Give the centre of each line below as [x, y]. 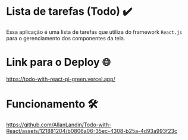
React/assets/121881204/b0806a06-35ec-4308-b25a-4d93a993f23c [92, 131]
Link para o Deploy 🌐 [59, 62]
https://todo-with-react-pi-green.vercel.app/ [61, 79]
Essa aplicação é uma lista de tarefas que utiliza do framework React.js [94, 32]
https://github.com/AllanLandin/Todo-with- [59, 125]
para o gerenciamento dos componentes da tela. [66, 38]
